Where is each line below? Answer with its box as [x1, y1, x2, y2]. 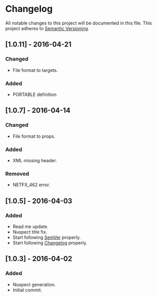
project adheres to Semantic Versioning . [5, 25, 89, 31]
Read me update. [12, 223, 49, 230]
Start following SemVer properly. [12, 234, 81, 240]
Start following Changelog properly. [12, 239, 87, 245]
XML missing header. [12, 157, 57, 163]
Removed [5, 170, 29, 177]
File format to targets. [12, 67, 58, 73]
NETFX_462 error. [12, 182, 50, 188]
